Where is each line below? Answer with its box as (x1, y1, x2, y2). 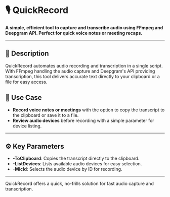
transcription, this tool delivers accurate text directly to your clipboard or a (5, 73, 160, 79)
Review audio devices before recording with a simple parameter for (12, 117, 154, 123)
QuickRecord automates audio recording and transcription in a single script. (5, 62, 163, 69)
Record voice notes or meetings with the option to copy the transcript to (12, 107, 165, 113)
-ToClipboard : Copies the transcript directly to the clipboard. (12, 155, 140, 162)
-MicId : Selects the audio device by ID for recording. (12, 166, 122, 172)
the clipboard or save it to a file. (12, 112, 79, 118)
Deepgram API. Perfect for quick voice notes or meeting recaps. (5, 30, 143, 36)
